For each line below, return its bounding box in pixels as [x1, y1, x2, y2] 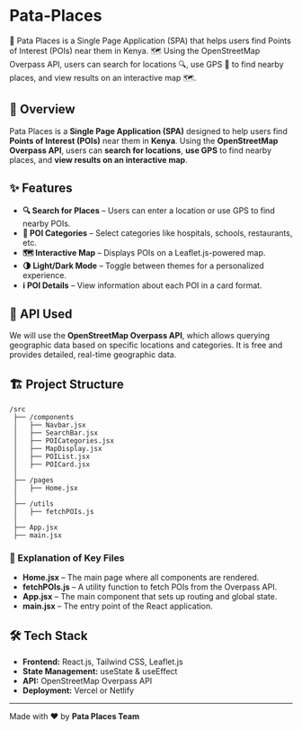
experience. [22, 269, 67, 280]
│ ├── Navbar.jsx [13, 420, 87, 430]
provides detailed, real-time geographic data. [9, 349, 177, 360]
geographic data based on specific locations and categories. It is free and [9, 339, 283, 351]
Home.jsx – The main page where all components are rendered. [22, 572, 260, 583]
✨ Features [9, 181, 73, 196]
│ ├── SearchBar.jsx [13, 428, 99, 437]
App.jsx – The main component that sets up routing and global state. [22, 591, 278, 602]
